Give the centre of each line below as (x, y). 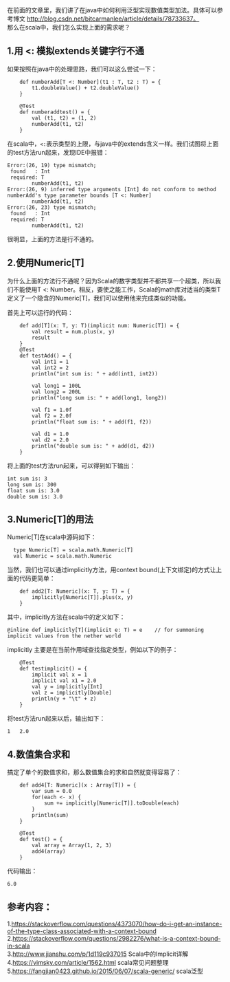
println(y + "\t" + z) (64, 699)
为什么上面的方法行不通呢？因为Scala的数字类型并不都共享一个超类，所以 (111, 281)
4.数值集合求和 (39, 754)
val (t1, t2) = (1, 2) (64, 118)
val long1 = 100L (56, 386)
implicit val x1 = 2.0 (64, 681)
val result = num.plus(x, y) (73, 331)
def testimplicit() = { (54, 669)
